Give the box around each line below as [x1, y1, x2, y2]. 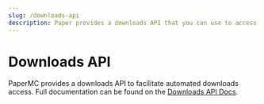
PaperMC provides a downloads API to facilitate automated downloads [8, 79, 239, 88]
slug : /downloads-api [8, 11, 80, 20]
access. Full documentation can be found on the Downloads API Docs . [8, 87, 239, 97]
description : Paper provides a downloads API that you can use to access [8, 19, 258, 27]
